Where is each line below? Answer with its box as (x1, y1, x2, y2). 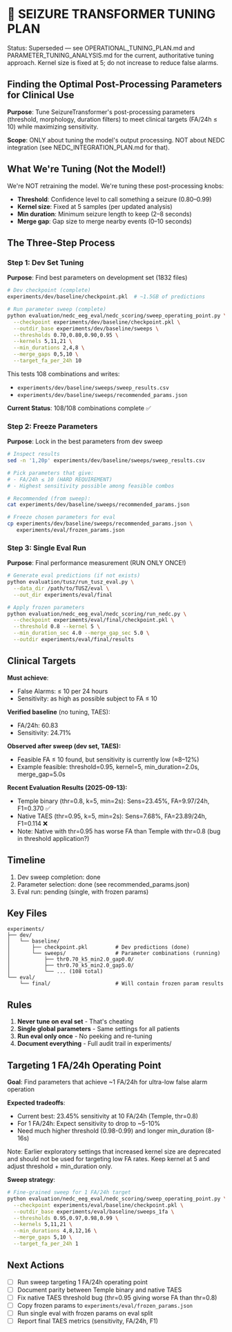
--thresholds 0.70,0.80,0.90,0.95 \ (13, 331, 119, 338)
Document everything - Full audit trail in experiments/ (17, 1039, 172, 1048)
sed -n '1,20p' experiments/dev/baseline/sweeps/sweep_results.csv (7, 457, 206, 464)
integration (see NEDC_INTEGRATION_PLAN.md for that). (7, 143, 171, 151)
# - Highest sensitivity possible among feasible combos (7, 482, 175, 490)
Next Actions (7, 1259, 64, 1271)
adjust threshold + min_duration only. (7, 1162, 113, 1171)
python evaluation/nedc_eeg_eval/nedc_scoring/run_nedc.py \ (7, 610, 187, 618)
